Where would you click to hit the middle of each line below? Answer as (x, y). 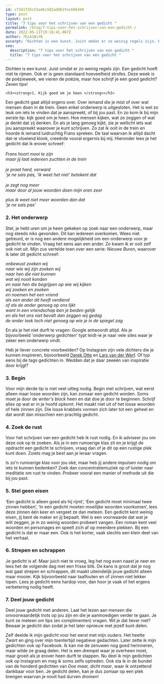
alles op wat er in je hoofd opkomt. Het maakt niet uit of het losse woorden (80, 404)
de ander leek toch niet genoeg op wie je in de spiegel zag (64, 320)
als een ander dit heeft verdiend (38, 300)
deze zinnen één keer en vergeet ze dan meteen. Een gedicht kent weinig (79, 512)
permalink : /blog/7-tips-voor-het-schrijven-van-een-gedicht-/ (71, 28)
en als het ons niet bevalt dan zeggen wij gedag (54, 315)
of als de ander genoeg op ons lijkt (41, 305)
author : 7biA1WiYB (24, 37)
